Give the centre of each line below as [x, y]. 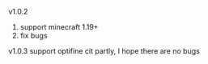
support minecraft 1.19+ [59, 27]
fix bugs [34, 36]
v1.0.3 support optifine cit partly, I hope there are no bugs [104, 51]
